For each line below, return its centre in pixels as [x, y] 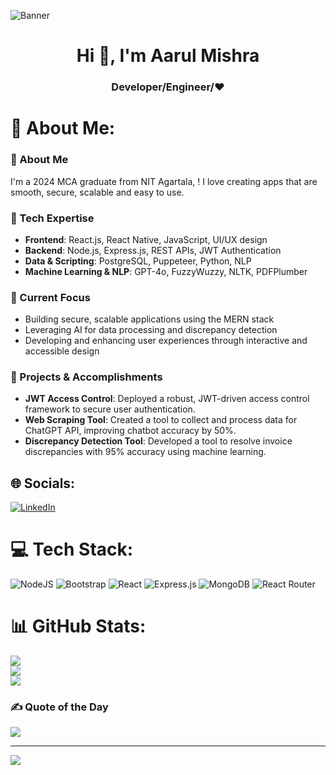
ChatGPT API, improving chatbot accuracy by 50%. [130, 431]
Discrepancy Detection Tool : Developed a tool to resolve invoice [158, 441]
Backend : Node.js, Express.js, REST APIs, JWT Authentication [153, 250]
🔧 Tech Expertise [52, 218]
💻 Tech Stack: [72, 549]
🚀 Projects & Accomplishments [86, 377]
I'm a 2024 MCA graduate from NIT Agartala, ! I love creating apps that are [164, 181]
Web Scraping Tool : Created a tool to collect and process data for [161, 420]
